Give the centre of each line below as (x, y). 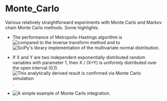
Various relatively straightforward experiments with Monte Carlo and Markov (83, 22)
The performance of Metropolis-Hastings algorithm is (67, 37)
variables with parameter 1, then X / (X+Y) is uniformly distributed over (84, 62)
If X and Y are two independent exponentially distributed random (79, 57)
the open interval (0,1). (35, 68)
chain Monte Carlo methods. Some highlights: (52, 27)
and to (114, 42)
